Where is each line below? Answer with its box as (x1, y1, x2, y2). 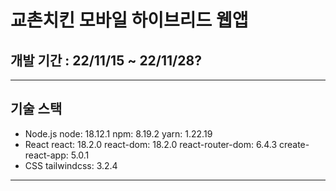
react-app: (24, 149, 69, 161)
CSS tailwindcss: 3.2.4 (24, 159, 118, 171)
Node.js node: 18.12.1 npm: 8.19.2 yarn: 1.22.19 (24, 127, 213, 140)
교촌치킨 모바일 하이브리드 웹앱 (10, 9, 249, 32)
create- (278, 138, 310, 150)
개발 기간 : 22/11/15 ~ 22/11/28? (10, 52, 202, 69)
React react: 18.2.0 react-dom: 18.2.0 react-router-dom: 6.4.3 (24, 138, 278, 150)
